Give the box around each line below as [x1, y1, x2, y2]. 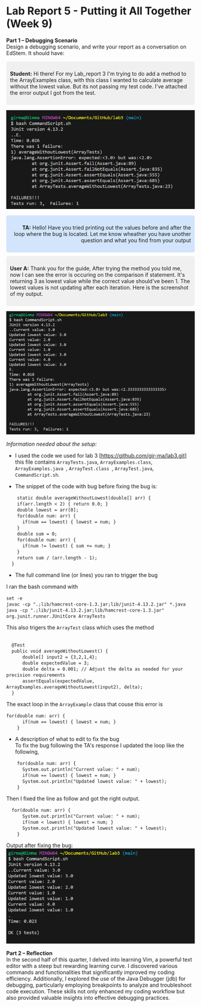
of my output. [10, 290, 44, 297]
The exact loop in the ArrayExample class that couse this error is [6, 701, 163, 708]
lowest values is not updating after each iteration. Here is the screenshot [10, 283, 189, 291]
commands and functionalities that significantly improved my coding [6, 969, 175, 976]
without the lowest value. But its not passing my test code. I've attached [10, 83, 187, 90]
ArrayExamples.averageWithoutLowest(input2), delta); [6, 684, 144, 690]
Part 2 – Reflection [6, 949, 53, 957]
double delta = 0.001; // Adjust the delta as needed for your [22, 666, 184, 672]
